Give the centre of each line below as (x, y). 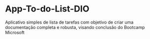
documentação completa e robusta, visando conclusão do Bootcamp (75, 27)
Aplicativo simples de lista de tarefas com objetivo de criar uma (69, 22)
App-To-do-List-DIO (47, 9)
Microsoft (15, 32)
